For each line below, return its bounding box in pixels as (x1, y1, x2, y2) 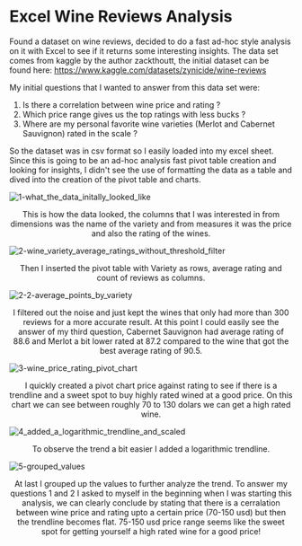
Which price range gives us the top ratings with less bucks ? (22, 109, 246, 119)
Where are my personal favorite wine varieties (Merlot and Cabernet (22, 119, 276, 129)
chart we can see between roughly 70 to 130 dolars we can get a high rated (11, 399, 291, 409)
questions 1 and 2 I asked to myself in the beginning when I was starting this (10, 488, 292, 498)
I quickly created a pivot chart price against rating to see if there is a (24, 380, 278, 391)
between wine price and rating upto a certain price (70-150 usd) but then (16, 506, 286, 517)
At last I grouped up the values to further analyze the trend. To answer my (14, 478, 288, 489)
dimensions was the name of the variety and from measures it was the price (10, 218, 292, 229)
